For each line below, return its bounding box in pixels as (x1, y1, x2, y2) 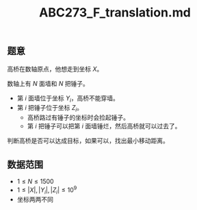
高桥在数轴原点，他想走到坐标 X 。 (7, 65, 103, 73)
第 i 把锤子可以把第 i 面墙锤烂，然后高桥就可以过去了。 (27, 122, 181, 130)
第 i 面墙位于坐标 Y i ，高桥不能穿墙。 (16, 94, 120, 104)
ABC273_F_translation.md (38, 5, 192, 21)
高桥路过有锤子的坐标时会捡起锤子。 (27, 113, 130, 121)
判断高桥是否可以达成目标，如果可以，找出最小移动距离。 (7, 137, 169, 145)
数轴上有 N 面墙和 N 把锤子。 (7, 79, 89, 87)
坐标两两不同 (16, 196, 53, 204)
